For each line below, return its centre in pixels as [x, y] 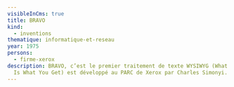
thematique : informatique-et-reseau [61, 40]
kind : [15, 27]
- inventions [33, 33]
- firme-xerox [34, 60]
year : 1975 [23, 46]
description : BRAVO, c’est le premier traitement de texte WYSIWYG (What [118, 66]
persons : [20, 53]
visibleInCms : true [36, 14]
